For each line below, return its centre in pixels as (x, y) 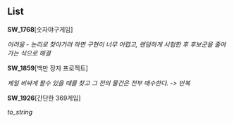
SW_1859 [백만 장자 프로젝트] (48, 68)
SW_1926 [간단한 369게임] (44, 98)
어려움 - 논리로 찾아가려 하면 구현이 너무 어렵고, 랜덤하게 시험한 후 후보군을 (110, 44)
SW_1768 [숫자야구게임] (40, 29)
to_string (20, 112)
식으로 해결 (36, 53)
